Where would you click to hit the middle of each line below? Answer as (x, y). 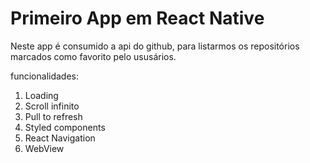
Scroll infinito (52, 106)
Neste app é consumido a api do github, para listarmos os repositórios (155, 46)
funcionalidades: (45, 76)
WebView (44, 148)
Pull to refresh (53, 116)
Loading (41, 95)
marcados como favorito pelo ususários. (93, 56)
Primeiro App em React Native (137, 18)
